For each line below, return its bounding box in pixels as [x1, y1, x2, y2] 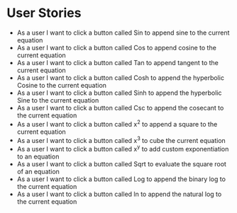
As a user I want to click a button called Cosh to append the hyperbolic [16, 73, 225, 82]
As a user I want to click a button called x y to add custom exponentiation [16, 144, 229, 153]
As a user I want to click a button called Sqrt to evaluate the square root [16, 159, 226, 168]
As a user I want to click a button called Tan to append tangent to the [16, 58, 219, 67]
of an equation [16, 167, 60, 175]
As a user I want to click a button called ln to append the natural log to [16, 190, 222, 198]
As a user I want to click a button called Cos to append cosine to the [16, 43, 217, 52]
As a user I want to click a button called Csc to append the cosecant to [16, 103, 224, 112]
